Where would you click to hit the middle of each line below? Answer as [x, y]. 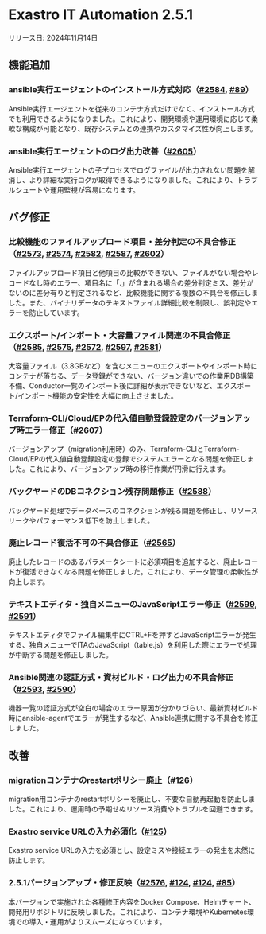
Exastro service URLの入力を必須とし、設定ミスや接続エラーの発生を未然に [132, 850]
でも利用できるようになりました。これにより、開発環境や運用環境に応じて [130, 119]
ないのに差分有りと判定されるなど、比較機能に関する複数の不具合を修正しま [133, 293]
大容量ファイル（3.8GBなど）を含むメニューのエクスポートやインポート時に [133, 366]
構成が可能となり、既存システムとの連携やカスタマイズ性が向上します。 [139, 128]
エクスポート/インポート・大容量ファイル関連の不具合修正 [120, 335]
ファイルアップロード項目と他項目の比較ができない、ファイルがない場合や [130, 273]
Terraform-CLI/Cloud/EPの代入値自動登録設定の [101, 418]
